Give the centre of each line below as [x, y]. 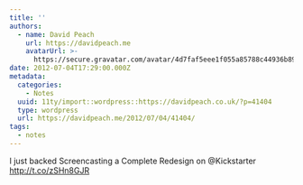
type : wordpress [48, 110]
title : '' [28, 18]
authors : [26, 26]
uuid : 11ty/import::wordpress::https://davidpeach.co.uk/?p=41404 [145, 102]
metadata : [28, 77]
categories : [40, 85]
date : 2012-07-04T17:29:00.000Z [70, 69]
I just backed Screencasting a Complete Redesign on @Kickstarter [133, 161]
